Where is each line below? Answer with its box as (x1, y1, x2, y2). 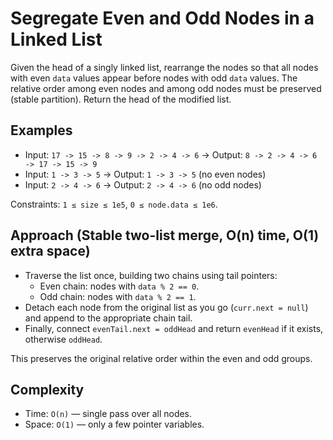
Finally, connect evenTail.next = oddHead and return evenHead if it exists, (24, 322, 324, 334)
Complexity (10, 381, 85, 398)
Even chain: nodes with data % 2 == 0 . (39, 280, 200, 292)
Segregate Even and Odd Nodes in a (10, 7, 315, 30)
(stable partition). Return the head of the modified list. (10, 93, 232, 105)
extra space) (10, 243, 91, 260)
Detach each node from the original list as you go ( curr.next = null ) (24, 301, 309, 313)
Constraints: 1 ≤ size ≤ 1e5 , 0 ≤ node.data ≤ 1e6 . (10, 198, 218, 210)
